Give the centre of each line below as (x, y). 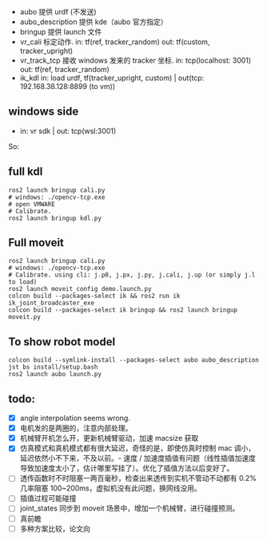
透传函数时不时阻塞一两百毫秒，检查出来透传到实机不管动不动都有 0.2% (138, 478)
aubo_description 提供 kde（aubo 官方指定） (94, 22)
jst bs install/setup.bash (53, 367)
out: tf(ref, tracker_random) (65, 69)
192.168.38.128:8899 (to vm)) (68, 86)
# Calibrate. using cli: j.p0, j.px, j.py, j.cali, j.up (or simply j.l (132, 275)
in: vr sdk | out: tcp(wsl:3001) (68, 131)
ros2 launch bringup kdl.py (55, 218)
